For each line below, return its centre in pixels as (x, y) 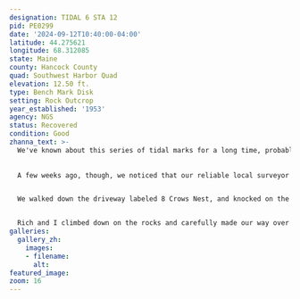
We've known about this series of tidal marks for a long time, (139, 150)
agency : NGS (31, 117)
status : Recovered (43, 126)
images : (39, 248)
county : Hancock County (54, 68)
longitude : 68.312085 (50, 51)
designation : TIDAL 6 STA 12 (63, 17)
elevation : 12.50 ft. (50, 84)
